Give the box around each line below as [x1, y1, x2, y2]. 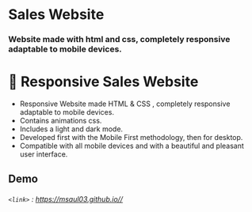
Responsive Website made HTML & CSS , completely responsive [19, 99, 231, 108]
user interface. [19, 150, 68, 159]
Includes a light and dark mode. [19, 124, 124, 134]
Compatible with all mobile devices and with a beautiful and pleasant [19, 141, 244, 151]
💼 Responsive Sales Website [8, 73, 199, 91]
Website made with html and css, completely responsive [8, 34, 231, 45]
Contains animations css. [19, 116, 102, 126]
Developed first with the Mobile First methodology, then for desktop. [19, 133, 243, 142]
